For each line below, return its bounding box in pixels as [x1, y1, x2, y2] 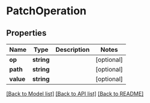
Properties [6, 28, 47, 38]
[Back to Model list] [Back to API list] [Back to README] [6, 90, 144, 97]
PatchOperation [6, 4, 87, 18]
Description [55, 46, 90, 54]
